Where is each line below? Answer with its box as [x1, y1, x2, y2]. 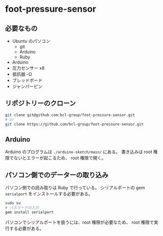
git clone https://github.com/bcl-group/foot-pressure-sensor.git [5, 122, 144, 127]
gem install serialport [5, 210, 54, 214]
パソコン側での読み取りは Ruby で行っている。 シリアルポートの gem [5, 185, 145, 191]
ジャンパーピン [12, 83, 43, 89]
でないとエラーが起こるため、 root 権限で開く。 [9, 155, 107, 161]
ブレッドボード [12, 78, 43, 83]
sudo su [5, 201, 21, 206]
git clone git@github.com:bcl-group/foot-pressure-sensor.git [5, 112, 135, 117]
